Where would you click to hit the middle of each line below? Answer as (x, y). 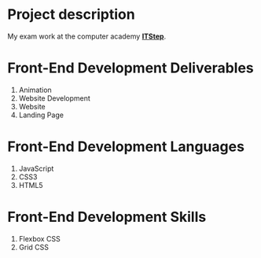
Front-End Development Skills (107, 217)
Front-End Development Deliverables (131, 68)
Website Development (55, 98)
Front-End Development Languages (126, 147)
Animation (35, 90)
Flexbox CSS (39, 238)
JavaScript (36, 168)
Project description (71, 15)
